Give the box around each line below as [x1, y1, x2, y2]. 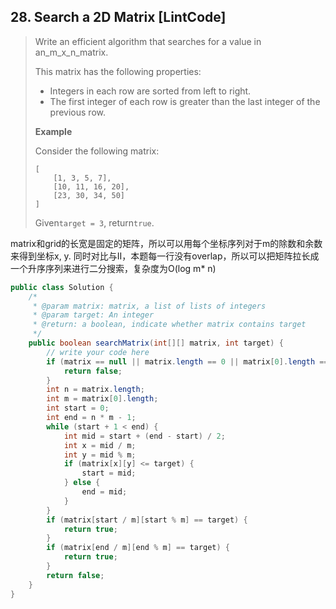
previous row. [49, 106, 106, 118]
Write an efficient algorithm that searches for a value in [34, 35, 262, 47]
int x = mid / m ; [63, 440, 137, 450]
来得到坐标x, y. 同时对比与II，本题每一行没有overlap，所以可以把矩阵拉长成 [10, 250, 320, 262]
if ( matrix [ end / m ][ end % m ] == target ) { [46, 543, 230, 553]
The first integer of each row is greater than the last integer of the [49, 95, 321, 107]
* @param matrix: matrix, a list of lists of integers [32, 301, 267, 311]
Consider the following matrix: [34, 145, 160, 157]
